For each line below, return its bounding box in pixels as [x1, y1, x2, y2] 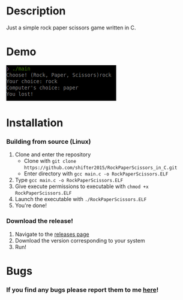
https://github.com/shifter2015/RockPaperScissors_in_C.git [23, 165, 178, 171]
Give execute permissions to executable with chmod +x [14, 183, 149, 190]
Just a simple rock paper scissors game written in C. [6, 24, 136, 31]
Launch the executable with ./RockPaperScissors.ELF [14, 196, 147, 203]
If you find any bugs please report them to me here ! [6, 286, 159, 294]
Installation [6, 116, 64, 130]
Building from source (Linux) [6, 137, 91, 146]
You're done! [14, 202, 47, 209]
